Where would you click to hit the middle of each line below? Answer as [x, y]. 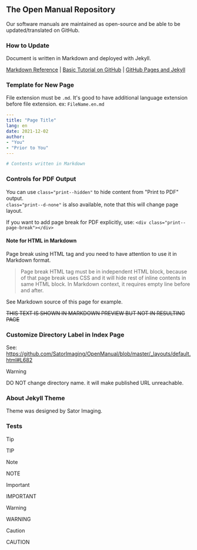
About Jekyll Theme [36, 398]
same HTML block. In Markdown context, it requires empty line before [105, 284]
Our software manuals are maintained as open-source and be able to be [93, 24]
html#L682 [19, 360]
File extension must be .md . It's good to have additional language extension [97, 98]
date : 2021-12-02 [27, 131]
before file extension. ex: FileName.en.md [55, 104]
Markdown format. [29, 260]
